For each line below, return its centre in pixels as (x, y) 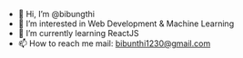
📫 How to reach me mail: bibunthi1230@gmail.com (114, 43)
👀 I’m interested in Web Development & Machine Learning (126, 24)
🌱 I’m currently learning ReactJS (78, 33)
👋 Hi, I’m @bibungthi (56, 14)
